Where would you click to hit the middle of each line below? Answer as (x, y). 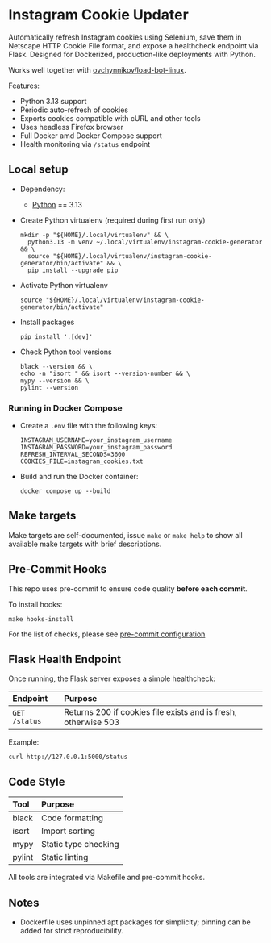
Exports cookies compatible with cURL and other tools (110, 118)
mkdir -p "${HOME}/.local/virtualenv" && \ (94, 235)
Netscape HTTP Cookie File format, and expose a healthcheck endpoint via (133, 45)
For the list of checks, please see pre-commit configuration (107, 634)
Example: (24, 742)
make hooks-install (41, 619)
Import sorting (68, 831)
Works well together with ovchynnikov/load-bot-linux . (98, 69)
